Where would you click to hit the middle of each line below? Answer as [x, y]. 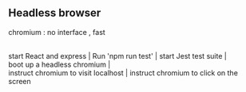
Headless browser [55, 13]
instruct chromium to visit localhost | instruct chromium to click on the [123, 73]
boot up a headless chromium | [60, 64]
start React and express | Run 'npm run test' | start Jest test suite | [118, 56]
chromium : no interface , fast [57, 32]
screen [20, 81]
